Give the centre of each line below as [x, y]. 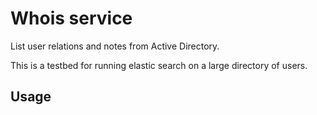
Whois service [71, 18]
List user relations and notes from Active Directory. [115, 46]
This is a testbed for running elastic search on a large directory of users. [159, 65]
